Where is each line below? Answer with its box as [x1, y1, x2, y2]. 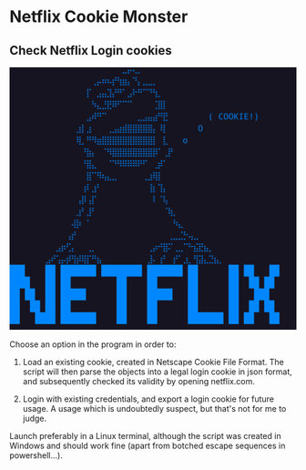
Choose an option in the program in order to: [9, 339, 177, 350]
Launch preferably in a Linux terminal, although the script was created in [9, 431, 281, 442]
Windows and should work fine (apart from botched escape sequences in [9, 440, 286, 452]
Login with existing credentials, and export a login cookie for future [22, 393, 275, 404]
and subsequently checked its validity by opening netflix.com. [22, 376, 255, 387]
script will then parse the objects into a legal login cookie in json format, [22, 366, 293, 377]
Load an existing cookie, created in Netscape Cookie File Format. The [22, 357, 284, 368]
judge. [22, 413, 47, 424]
